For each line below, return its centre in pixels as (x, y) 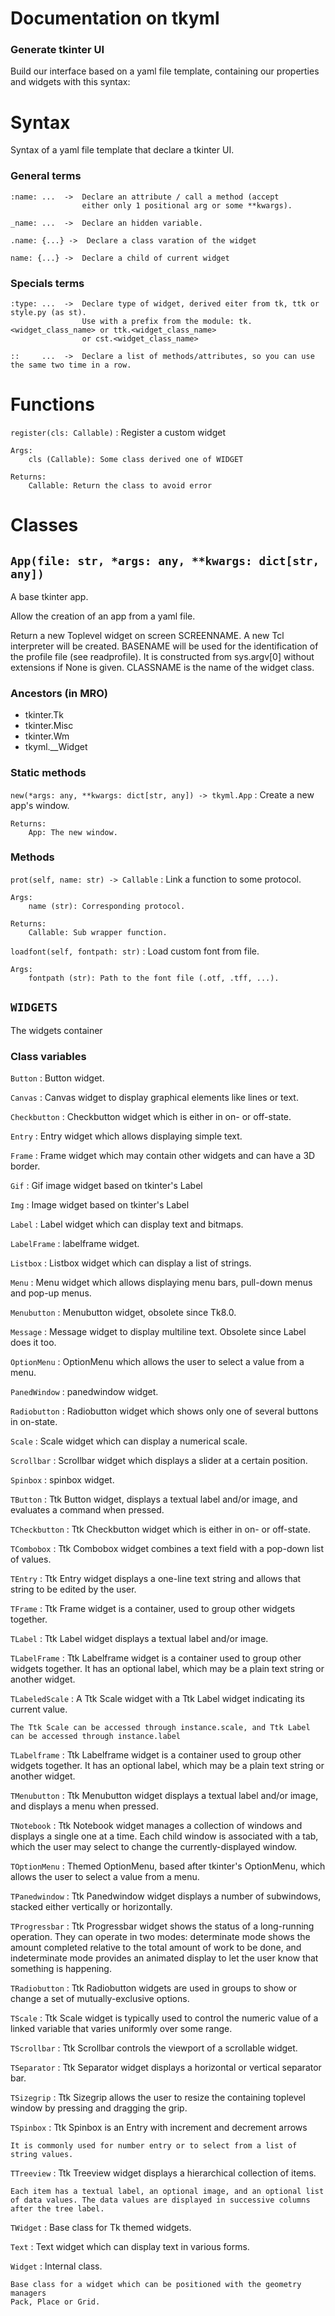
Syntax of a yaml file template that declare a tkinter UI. (122, 150)
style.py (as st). (48, 313)
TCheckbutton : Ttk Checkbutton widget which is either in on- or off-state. (161, 1529)
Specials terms (47, 283)
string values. (42, 2154)
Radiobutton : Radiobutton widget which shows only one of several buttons (164, 1411)
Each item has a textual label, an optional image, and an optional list (167, 2191)
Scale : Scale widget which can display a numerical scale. (129, 1441)
